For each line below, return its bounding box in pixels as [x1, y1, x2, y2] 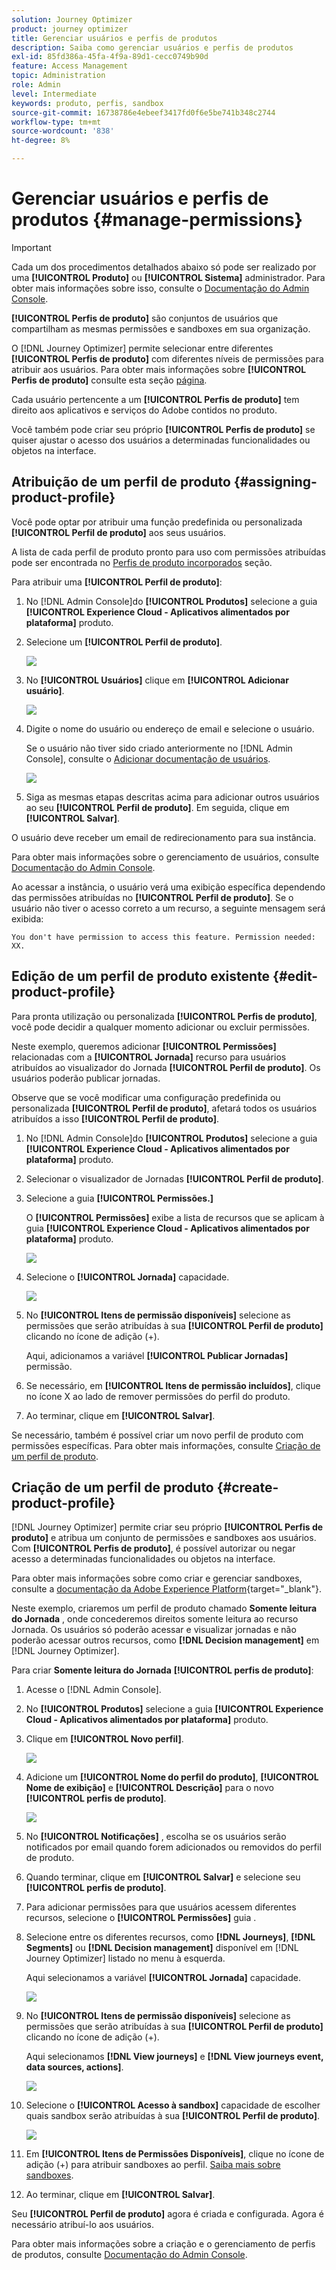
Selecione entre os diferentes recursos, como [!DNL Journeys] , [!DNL [25, 1931, 316, 1943]
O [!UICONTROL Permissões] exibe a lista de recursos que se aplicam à [25, 1211, 325, 1223]
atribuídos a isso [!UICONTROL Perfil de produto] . [11, 1112, 220, 1125]
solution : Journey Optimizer [11, 14, 133, 25]
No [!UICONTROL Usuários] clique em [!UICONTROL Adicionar [25, 674, 289, 686]
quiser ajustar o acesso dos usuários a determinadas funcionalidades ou [11, 434, 311, 446]
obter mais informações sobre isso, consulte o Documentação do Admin [11, 282, 310, 294]
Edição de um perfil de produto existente [11, 968, 271, 985]
